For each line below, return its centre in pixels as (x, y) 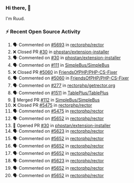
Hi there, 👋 (18, 8)
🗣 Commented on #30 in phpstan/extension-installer (67, 57)
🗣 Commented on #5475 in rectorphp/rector (58, 111)
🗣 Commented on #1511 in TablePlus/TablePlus (60, 93)
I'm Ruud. (15, 19)
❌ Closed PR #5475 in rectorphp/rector (52, 105)
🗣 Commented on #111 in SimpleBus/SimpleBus (61, 65)
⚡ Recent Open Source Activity (43, 32)
